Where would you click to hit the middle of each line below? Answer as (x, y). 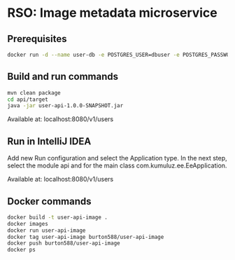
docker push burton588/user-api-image (64, 243)
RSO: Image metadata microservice (113, 13)
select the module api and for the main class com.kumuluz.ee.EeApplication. (117, 165)
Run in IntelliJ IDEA (49, 141)
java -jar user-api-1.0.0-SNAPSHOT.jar (65, 106)
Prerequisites (37, 39)
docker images (28, 224)
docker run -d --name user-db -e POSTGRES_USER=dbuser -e (93, 55)
